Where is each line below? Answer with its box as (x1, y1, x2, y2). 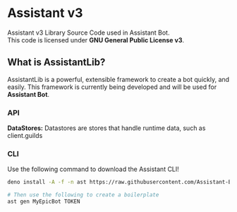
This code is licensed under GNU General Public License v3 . (7, 35, 185, 44)
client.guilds (7, 131, 43, 140)
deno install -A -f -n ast (7, 179, 87, 186)
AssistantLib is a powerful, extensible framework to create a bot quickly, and (7, 75, 230, 83)
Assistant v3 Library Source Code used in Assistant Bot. (7, 28, 170, 37)
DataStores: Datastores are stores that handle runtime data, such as (7, 124, 206, 132)
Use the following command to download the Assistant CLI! (7, 165, 180, 174)
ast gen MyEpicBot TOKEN (7, 198, 80, 206)
